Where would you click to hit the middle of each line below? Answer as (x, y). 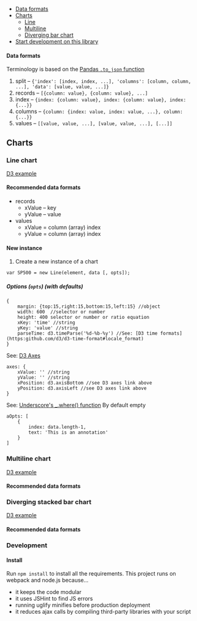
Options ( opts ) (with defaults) (45, 286)
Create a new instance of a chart (56, 262)
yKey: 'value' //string (48, 328)
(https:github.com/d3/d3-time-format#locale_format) (75, 339)
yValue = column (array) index (63, 234)
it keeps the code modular (48, 592)
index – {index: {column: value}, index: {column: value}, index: (101, 100)
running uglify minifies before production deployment (83, 605)
